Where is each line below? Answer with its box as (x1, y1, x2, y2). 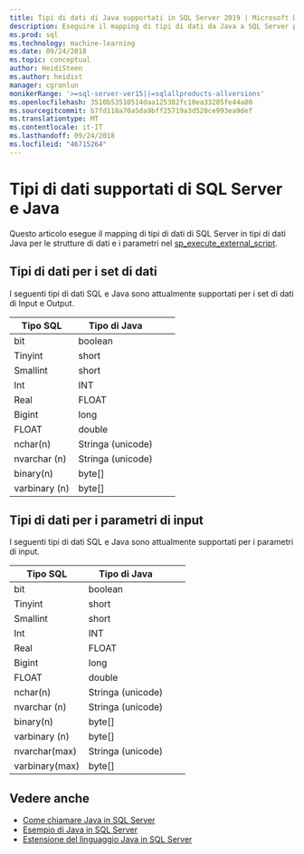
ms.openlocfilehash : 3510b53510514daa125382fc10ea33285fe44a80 (9, 97, 253, 107)
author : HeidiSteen (9, 64, 83, 73)
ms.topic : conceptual (9, 55, 91, 64)
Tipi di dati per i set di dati (9, 264, 157, 279)
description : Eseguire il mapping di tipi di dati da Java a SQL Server (9, 22, 290, 31)
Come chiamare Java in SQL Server (22, 815, 156, 826)
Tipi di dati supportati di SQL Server (9, 179, 283, 199)
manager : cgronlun (9, 81, 79, 90)
